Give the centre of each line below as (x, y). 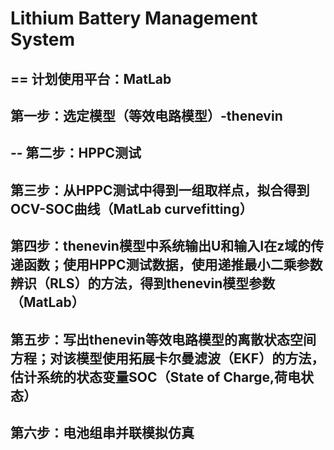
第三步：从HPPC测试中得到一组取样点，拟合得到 (160, 190)
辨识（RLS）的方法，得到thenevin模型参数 (143, 283)
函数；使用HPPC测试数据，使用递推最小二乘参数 (173, 265)
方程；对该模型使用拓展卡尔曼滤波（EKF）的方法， (167, 358)
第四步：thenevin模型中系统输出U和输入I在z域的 (161, 246)
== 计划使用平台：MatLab (91, 78)
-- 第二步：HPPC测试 (76, 153)
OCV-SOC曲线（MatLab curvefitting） (131, 208)
